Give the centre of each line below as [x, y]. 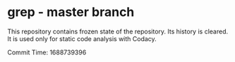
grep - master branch [71, 12]
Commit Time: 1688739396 [47, 52]
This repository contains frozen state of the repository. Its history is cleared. [117, 31]
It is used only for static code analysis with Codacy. [82, 38]
